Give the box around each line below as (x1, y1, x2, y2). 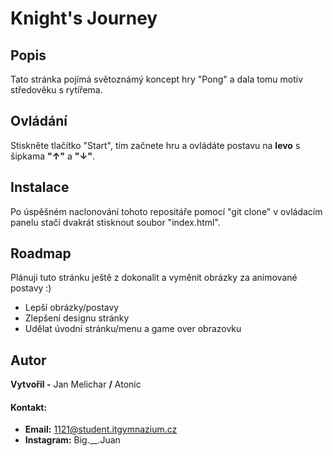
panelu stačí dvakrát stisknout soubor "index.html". (10, 216, 221, 228)
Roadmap (10, 245, 72, 262)
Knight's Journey (10, 7, 158, 30)
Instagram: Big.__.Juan (24, 434, 121, 446)
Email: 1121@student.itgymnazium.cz (24, 423, 178, 436)
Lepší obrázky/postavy (24, 302, 120, 314)
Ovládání (10, 113, 68, 130)
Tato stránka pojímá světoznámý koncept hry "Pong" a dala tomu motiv (10, 73, 304, 85)
